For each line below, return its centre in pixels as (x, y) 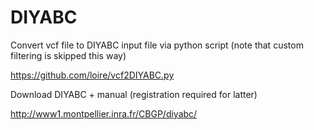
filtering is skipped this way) (68, 55)
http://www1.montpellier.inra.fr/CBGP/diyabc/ (104, 113)
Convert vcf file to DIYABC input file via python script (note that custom (157, 45)
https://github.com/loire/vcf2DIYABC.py (92, 75)
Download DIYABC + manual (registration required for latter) (134, 94)
